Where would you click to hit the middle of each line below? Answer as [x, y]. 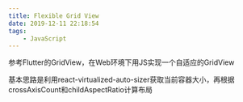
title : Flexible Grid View [54, 16]
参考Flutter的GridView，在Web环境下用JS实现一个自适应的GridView [121, 62]
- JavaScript [45, 38]
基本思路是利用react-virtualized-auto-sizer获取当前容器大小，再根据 [122, 80]
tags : [17, 31]
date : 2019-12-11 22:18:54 [54, 23]
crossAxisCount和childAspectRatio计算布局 [81, 90]
